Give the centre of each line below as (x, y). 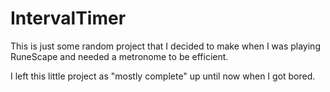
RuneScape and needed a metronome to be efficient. (119, 56)
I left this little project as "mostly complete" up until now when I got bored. (163, 76)
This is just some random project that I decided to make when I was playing (165, 46)
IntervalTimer (68, 18)
